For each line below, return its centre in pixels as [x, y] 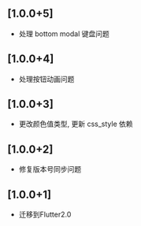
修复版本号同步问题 [50, 169]
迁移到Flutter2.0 [45, 215]
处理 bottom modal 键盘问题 [64, 33]
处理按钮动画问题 [46, 79]
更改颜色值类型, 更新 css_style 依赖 [76, 124]
